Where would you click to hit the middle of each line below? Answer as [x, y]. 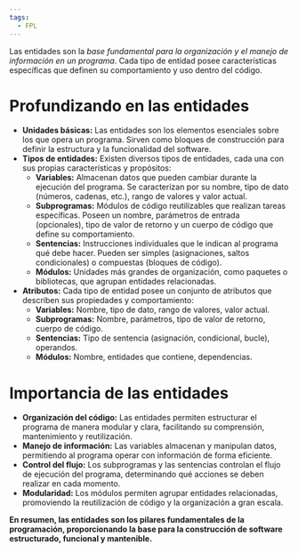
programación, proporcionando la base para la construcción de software [146, 529]
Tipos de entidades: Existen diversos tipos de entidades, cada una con [153, 159]
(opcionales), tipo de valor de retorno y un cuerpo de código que [154, 225]
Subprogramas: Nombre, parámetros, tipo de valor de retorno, [150, 319]
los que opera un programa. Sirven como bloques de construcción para [153, 140]
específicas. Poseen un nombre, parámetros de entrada [137, 215]
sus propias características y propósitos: [97, 168]
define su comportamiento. [85, 234]
